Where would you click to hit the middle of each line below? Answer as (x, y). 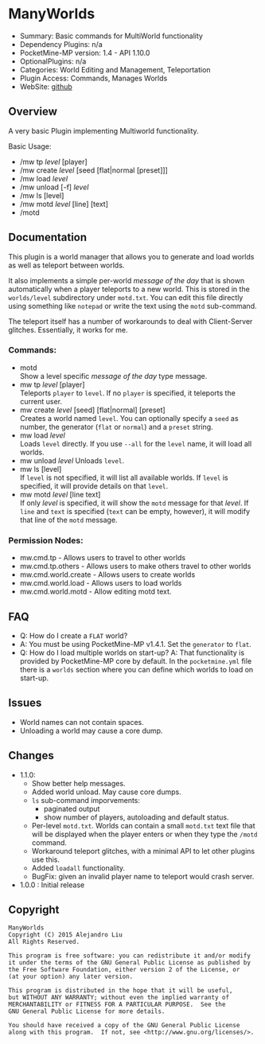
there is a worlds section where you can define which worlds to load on (136, 669)
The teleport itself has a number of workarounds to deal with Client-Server (131, 321)
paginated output (72, 808)
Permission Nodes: (46, 540)
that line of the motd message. (68, 520)
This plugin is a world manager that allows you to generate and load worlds (131, 256)
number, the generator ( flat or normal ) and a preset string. (116, 427)
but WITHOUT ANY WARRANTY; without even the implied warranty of (119, 998)
